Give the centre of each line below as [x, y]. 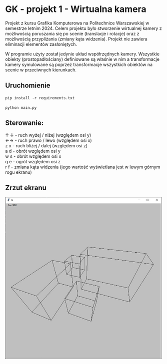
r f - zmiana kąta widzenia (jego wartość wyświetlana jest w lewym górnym [83, 167]
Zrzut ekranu [26, 187]
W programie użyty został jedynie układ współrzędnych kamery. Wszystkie [82, 54]
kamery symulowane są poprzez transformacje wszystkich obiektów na [79, 64]
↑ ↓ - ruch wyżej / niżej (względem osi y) [48, 135]
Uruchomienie [28, 86]
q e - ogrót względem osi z [33, 161]
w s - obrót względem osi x [33, 156]
